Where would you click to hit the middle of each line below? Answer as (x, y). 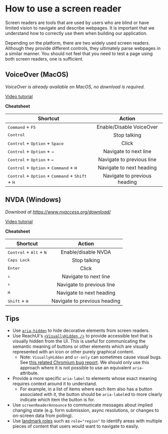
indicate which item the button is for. (57, 400)
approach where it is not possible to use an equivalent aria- (82, 368)
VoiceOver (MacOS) (37, 75)
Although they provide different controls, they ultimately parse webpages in (83, 48)
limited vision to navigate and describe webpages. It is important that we (80, 28)
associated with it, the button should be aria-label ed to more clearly (91, 394)
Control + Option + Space (36, 143)
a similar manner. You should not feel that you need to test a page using (79, 54)
